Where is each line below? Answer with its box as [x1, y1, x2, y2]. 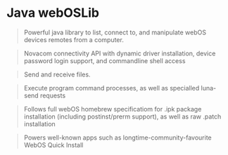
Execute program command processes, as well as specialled [23, 83, 200, 92]
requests [40, 91, 66, 100]
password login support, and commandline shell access [23, 56, 186, 65]
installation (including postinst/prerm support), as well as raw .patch [23, 112, 222, 121]
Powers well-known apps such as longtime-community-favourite [23, 133, 212, 142]
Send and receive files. [23, 70, 91, 79]
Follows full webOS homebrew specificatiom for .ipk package [23, 105, 202, 113]
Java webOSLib [6, 5, 100, 21]
